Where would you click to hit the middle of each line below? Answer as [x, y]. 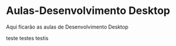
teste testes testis [27, 38]
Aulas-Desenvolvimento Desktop [88, 11]
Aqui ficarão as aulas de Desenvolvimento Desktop [67, 27]
